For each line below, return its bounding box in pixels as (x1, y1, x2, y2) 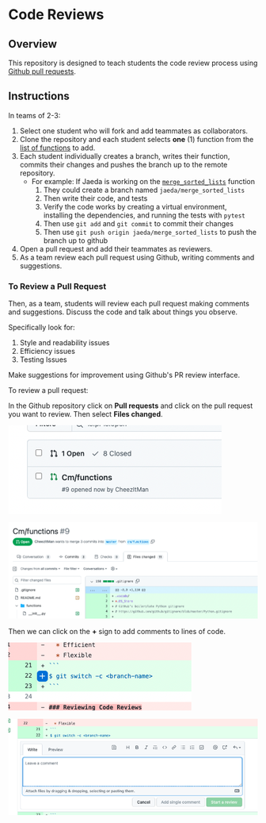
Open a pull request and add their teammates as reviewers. (19, 244, 213, 253)
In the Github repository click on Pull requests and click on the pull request (8, 401, 253, 410)
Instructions (8, 90, 70, 103)
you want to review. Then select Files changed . (8, 410, 164, 419)
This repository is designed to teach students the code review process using (8, 58, 258, 67)
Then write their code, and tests (43, 193, 148, 203)
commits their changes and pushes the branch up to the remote (19, 160, 228, 169)
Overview (8, 37, 58, 51)
